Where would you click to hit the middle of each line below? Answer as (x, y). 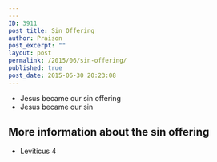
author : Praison (35, 38)
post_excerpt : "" (37, 46)
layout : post (30, 53)
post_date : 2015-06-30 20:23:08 (62, 75)
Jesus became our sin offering (70, 98)
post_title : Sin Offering (51, 30)
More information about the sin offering (109, 132)
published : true (35, 68)
